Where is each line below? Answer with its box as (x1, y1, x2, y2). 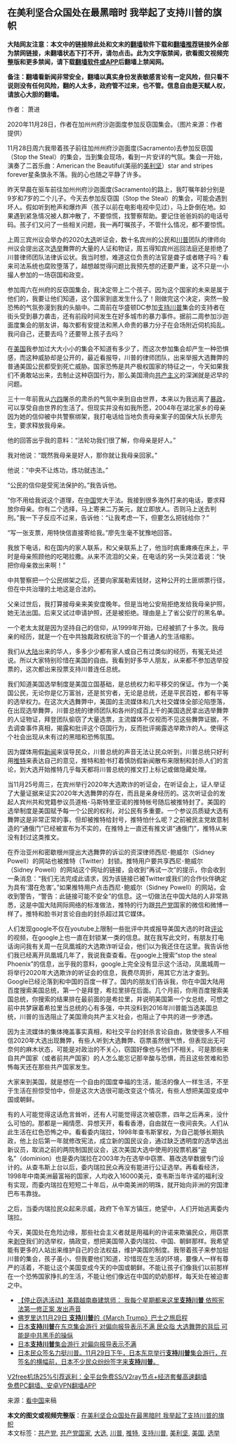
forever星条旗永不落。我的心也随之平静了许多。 (7, 170, 145, 178)
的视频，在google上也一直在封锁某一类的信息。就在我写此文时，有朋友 (7, 933, 212, 941)
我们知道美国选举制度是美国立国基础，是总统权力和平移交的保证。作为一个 (7, 679, 223, 688)
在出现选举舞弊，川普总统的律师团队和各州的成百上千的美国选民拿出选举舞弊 (7, 706, 229, 715)
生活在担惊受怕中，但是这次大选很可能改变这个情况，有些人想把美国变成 (13, 1086, 223, 1095)
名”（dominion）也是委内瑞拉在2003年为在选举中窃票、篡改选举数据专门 (7, 1154, 218, 1162)
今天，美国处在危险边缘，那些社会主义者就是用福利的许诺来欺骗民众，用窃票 (7, 1228, 229, 1236)
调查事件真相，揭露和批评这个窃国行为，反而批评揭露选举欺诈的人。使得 (13, 724, 223, 732)
